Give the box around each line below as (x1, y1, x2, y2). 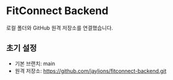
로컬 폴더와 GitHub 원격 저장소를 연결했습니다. (6, 24, 114, 31)
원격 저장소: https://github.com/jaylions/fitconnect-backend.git (14, 67, 167, 74)
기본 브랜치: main (14, 60, 55, 67)
